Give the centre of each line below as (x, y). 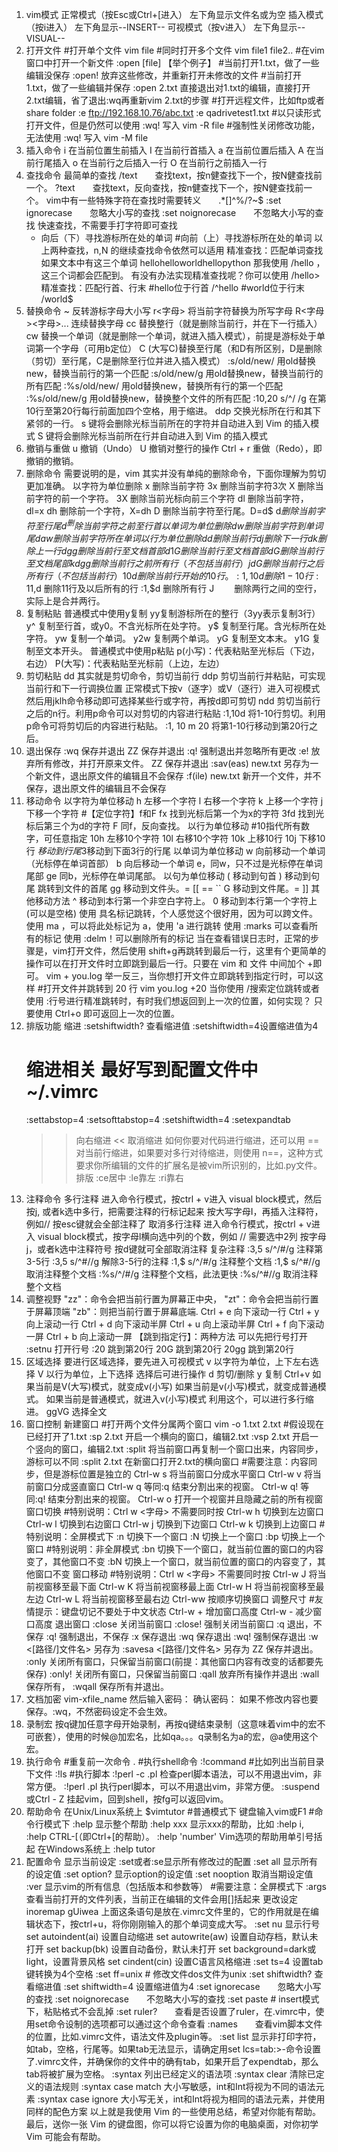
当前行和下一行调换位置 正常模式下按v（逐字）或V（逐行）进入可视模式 (173, 688)
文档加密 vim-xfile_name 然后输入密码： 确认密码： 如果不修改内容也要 (172, 1699)
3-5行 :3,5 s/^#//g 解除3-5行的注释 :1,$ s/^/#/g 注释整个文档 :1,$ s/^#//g (173, 1261)
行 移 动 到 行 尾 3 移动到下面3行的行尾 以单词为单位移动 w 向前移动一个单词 (175, 850)
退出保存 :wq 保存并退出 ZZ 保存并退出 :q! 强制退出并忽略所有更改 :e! (167, 750)
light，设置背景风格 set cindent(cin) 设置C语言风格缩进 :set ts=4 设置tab (174, 1961)
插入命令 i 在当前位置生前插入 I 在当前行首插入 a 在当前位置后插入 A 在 (170, 150)
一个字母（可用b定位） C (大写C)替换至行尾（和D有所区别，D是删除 (183, 348)
